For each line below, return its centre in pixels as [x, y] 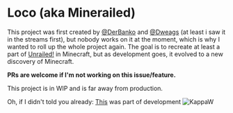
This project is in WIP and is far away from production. [85, 88]
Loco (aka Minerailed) [71, 13]
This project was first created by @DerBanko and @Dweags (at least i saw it [116, 32]
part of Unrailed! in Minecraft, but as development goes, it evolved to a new [115, 54]
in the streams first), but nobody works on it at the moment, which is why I [114, 39]
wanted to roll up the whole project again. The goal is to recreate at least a [114, 46]
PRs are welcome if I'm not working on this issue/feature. [91, 75]
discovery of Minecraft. [41, 61]
